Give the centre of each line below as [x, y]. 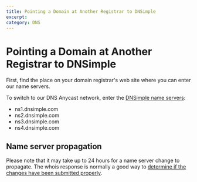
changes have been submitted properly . [54, 173]
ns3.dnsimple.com [37, 122]
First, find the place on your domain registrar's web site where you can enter [98, 80]
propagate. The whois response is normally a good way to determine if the [96, 167]
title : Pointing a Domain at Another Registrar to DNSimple [81, 11]
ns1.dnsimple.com [36, 109]
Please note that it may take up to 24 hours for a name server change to [93, 161]
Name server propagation [54, 146]
